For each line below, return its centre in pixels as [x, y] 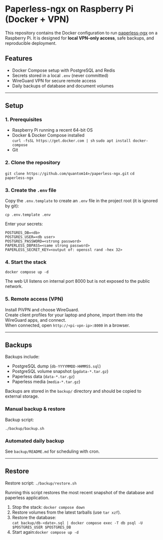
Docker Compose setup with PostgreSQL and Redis [64, 70]
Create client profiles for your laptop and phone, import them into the [74, 315]
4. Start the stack [26, 262]
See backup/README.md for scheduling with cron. [52, 451]
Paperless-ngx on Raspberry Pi [69, 9]
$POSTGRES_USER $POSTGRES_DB [41, 527]
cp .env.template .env [28, 215]
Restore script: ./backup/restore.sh [41, 483]
